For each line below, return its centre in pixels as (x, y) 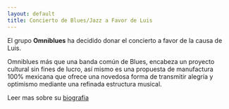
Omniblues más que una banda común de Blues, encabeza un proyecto (111, 61)
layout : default (31, 14)
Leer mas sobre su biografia (48, 97)
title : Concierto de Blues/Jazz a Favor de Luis (80, 20)
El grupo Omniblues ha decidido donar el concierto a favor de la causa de (115, 40)
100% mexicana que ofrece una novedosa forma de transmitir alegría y (110, 76)
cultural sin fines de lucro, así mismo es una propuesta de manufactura (110, 69)
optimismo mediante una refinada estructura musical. (85, 84)
